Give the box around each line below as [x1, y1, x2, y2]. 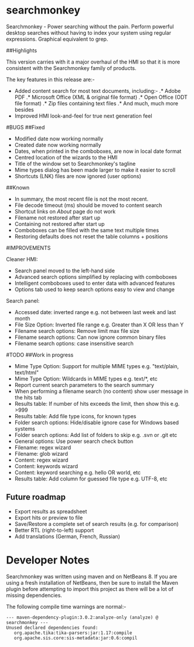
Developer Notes [6, 553, 90, 566]
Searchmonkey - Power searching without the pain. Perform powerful [6, 23, 174, 30]
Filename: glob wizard [14, 450, 69, 457]
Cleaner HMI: [6, 255, 38, 262]
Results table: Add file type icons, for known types [14, 412, 137, 419]
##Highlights [6, 46, 37, 54]
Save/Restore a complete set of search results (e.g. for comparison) [14, 520, 179, 527]
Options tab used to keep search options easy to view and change [14, 286, 175, 293]
